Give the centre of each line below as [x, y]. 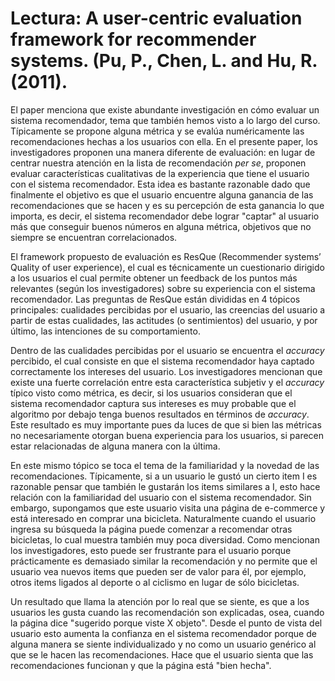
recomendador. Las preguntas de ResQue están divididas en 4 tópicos [155, 299]
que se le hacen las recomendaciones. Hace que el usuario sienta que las [162, 654]
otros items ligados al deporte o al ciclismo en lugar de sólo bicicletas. [155, 582]
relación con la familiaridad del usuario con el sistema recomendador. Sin [161, 497]
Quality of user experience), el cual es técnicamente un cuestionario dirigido [167, 267]
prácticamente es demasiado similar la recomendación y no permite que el [164, 561]
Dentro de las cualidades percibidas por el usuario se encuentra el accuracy [167, 350]
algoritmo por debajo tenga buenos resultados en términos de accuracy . [160, 414]
